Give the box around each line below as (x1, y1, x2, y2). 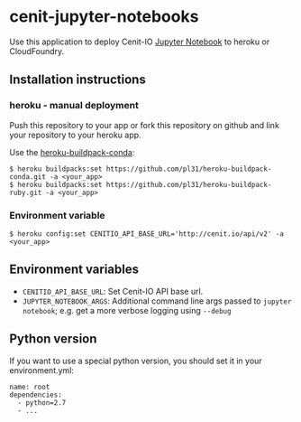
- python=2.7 (17, 398, 67, 408)
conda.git (9, 172, 47, 182)
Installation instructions (9, 72, 146, 88)
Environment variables (9, 262, 140, 277)
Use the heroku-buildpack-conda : (9, 146, 135, 157)
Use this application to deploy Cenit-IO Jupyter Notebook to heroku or (9, 36, 270, 47)
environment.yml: (9, 364, 75, 376)
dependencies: (9, 390, 63, 399)
